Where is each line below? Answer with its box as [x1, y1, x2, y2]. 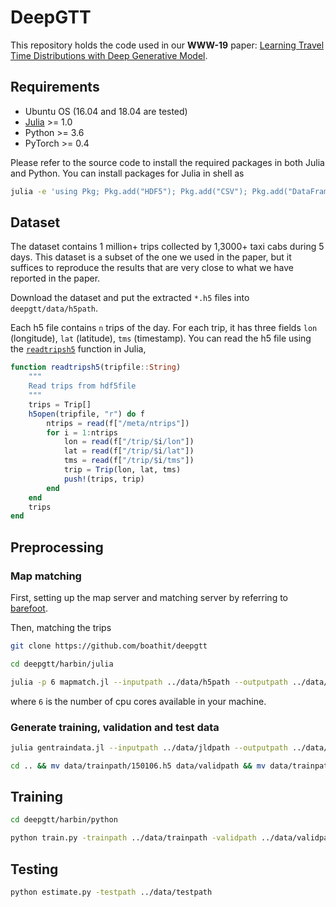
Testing [10, 861, 59, 878]
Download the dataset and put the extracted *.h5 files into [10, 292, 250, 304]
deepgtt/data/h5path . [10, 302, 99, 315]
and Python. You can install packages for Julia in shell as [10, 167, 245, 179]
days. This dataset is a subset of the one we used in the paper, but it [10, 251, 292, 263]
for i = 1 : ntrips [46, 427, 118, 438]
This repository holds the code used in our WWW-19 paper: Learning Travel [10, 39, 325, 51]
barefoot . [10, 602, 48, 614]
